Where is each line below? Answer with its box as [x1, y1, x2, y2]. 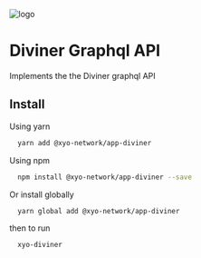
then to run [9, 223, 51, 233]
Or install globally [9, 189, 74, 200]
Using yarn [9, 121, 51, 132]
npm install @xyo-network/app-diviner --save [17, 173, 193, 182]
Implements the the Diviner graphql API [9, 70, 156, 81]
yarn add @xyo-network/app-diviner [17, 138, 152, 147]
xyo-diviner [17, 241, 63, 250]
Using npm [9, 154, 51, 165]
